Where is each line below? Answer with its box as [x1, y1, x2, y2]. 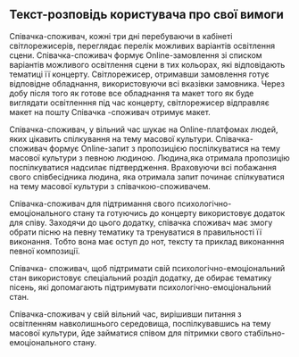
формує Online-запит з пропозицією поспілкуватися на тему [48, 143, 281, 154]
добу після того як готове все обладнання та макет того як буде [9, 87, 254, 98]
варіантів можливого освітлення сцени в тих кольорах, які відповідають [9, 59, 286, 70]
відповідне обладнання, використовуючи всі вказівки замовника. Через [9, 78, 286, 88]
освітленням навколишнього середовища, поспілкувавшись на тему [9, 318, 271, 328]
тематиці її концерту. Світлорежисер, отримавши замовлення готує [9, 69, 270, 79]
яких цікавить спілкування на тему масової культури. [9, 133, 214, 144]
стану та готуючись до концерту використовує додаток [72, 207, 286, 218]
